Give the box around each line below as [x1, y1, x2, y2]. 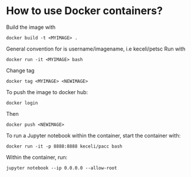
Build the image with [6, 24, 56, 31]
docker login [6, 100, 38, 106]
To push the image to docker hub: [6, 88, 88, 95]
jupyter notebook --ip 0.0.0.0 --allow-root [6, 165, 117, 171]
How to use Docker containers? [6, 4, 163, 18]
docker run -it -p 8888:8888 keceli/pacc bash [6, 143, 123, 149]
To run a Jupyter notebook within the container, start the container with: [6, 132, 181, 139]
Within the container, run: [6, 153, 68, 161]
